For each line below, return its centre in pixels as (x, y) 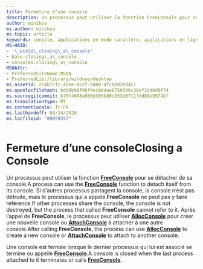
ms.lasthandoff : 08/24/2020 (42, 113)
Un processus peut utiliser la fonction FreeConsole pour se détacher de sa (99, 178)
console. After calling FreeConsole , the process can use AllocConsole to (97, 229)
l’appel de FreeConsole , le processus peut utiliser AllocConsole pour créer (100, 216)
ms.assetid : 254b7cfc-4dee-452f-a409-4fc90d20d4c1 (71, 85)
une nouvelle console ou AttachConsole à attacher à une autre (85, 223)
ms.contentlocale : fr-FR (37, 107)
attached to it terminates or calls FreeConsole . (64, 260)
